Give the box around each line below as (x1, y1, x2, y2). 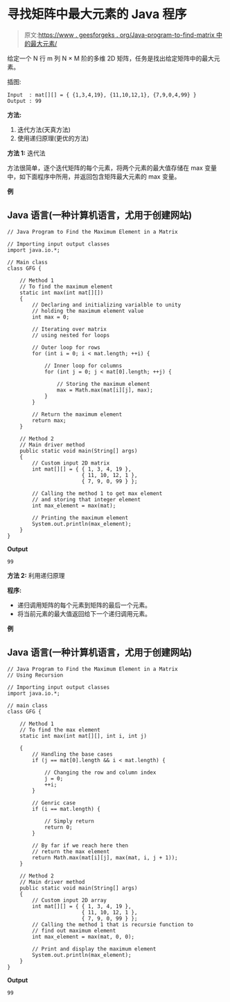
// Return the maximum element (32, 411, 123, 418)
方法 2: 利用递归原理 (7, 571, 65, 579)
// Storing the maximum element (56, 380, 150, 387)
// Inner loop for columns (44, 362, 123, 369)
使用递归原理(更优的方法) (17, 134, 89, 143)
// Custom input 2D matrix (32, 460, 110, 467)
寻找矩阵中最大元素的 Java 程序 (7, 6, 187, 22)
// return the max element (32, 848, 110, 855)
